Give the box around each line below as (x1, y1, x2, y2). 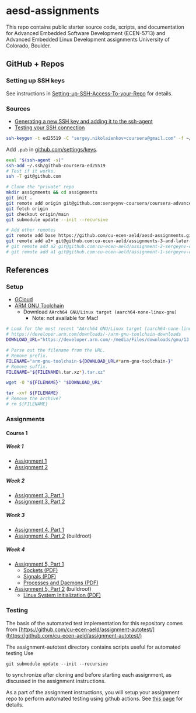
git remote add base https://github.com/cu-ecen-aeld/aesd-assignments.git (6, 233, 194, 239)
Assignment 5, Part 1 (14, 560, 64, 568)
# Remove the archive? (6, 396, 61, 402)
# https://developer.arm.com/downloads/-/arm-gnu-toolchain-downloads (6, 332, 181, 337)
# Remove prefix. (6, 353, 48, 359)
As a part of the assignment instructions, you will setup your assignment (6, 688, 180, 695)
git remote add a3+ (6, 238, 54, 244)
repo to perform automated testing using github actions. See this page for (6, 695, 183, 702)
